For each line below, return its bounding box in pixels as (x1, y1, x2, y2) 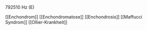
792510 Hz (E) (5, 4, 35, 10)
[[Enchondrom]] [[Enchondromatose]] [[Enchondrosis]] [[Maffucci (5, 14, 142, 19)
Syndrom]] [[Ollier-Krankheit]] (5, 19, 68, 25)
